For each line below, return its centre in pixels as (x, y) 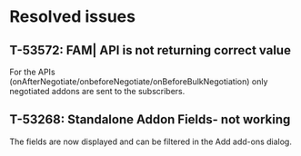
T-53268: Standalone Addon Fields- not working (150, 120)
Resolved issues (73, 17)
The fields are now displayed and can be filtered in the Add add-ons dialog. (151, 141)
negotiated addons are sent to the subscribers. (97, 91)
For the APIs (33, 72)
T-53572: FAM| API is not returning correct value (150, 50)
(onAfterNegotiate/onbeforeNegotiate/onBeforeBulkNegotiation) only (139, 82)
